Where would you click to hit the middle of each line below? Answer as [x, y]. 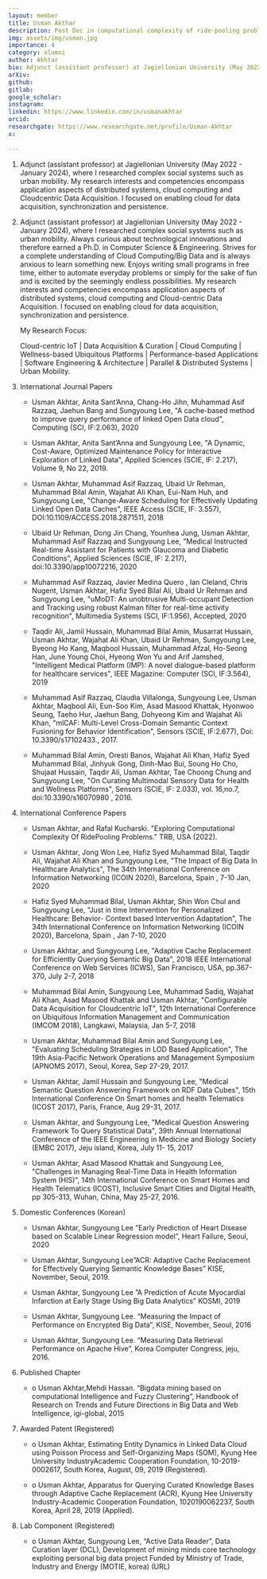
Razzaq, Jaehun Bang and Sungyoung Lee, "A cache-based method [143, 410]
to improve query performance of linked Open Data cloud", [128, 419]
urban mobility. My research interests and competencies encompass [132, 181]
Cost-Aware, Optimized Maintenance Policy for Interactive [126, 451]
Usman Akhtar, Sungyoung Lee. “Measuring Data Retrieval [127, 1340]
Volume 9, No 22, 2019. [70, 468]
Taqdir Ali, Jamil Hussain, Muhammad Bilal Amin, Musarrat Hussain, [142, 631]
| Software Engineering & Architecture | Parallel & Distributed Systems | [136, 362]
